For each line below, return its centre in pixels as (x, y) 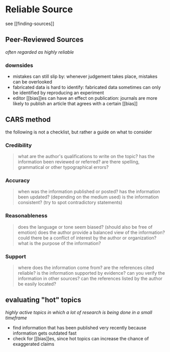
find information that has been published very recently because (79, 327)
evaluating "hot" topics (43, 300)
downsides (19, 65)
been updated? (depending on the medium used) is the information (88, 197)
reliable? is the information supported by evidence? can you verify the (91, 273)
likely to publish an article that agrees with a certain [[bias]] (75, 104)
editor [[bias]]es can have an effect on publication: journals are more (85, 98)
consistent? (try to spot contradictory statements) (70, 203)
